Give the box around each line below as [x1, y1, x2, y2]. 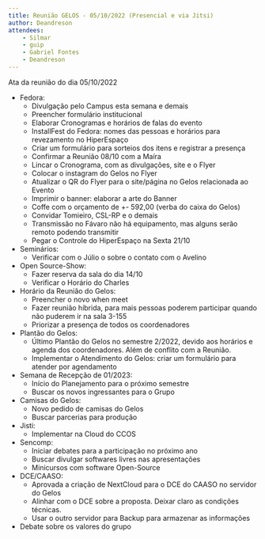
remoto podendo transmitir [31, 227, 119, 237]
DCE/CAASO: [19, 471, 63, 480]
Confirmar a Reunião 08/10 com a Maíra [31, 151, 162, 161]
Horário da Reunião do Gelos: [19, 286, 116, 295]
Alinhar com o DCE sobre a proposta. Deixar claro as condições [31, 496, 240, 506]
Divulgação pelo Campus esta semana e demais [31, 101, 188, 111]
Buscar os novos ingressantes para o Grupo [31, 387, 176, 397]
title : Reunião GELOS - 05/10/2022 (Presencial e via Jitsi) [8, 11, 214, 20]
